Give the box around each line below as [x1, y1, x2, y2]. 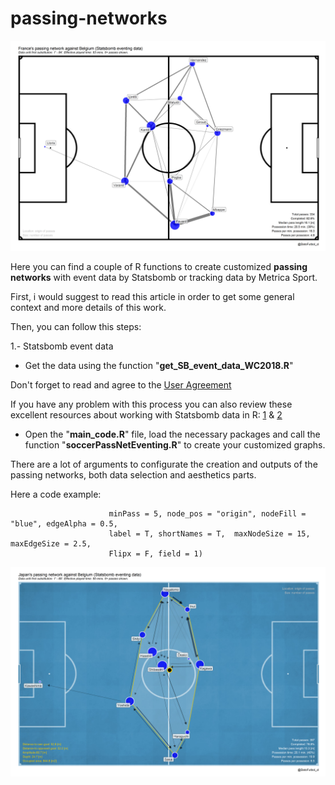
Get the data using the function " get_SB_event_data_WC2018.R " [24, 359, 294, 371]
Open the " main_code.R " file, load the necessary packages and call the [24, 428, 321, 440]
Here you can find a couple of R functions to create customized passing [10, 260, 308, 272]
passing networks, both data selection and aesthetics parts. [10, 468, 257, 481]
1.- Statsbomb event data [10, 340, 114, 352]
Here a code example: [10, 488, 102, 500]
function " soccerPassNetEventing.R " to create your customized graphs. [24, 438, 326, 451]
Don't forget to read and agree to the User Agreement [10, 378, 232, 391]
